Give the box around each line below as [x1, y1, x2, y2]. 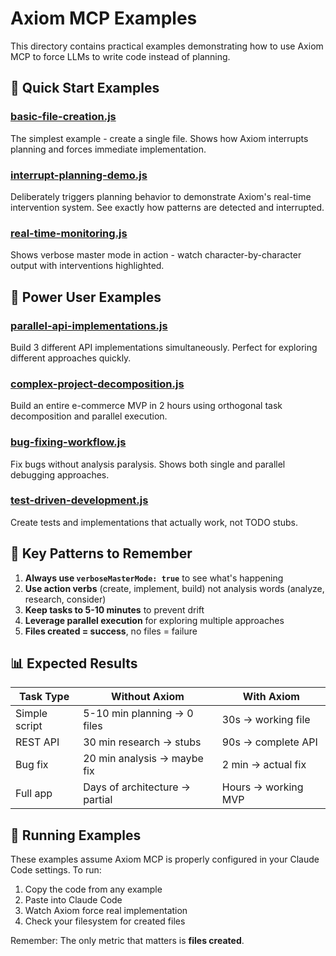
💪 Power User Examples [10, 288, 162, 306]
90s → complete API [221, 735, 318, 749]
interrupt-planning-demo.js [10, 168, 148, 182]
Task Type [18, 690, 70, 704]
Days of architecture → [83, 780, 192, 794]
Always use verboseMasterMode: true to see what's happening [24, 572, 284, 584]
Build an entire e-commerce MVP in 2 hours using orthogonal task [10, 400, 283, 412]
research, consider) [24, 593, 107, 605]
